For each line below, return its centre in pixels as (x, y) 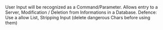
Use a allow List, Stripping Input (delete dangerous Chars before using (78, 17)
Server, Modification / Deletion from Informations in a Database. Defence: (81, 12)
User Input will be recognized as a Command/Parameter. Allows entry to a (81, 7)
